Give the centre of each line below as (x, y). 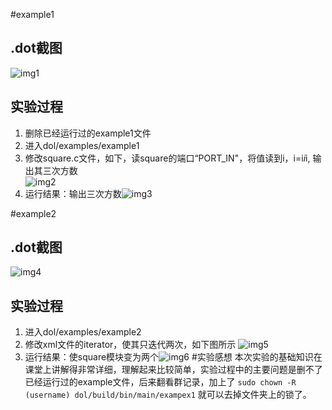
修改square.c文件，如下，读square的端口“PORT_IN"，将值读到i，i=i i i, (167, 158)
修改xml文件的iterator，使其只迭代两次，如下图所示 (130, 345)
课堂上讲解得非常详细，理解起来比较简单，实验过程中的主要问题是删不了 (173, 370)
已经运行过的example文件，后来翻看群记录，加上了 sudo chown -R (160, 382)
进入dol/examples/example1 (82, 145)
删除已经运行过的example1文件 (88, 133)
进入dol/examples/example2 (83, 332)
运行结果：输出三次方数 (73, 193)
